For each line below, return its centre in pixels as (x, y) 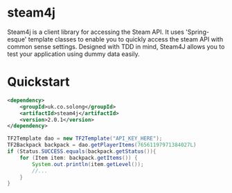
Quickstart (39, 82)
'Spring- (198, 32)
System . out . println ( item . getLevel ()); (88, 164)
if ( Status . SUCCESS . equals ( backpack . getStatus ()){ (82, 151)
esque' (17, 39)
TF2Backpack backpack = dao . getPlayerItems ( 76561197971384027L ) (102, 145)
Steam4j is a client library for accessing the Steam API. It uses (96, 32)
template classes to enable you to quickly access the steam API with (126, 39)
